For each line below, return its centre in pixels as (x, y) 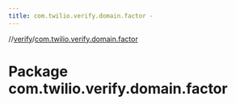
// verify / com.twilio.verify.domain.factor (74, 39)
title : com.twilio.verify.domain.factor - (81, 16)
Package (38, 71)
